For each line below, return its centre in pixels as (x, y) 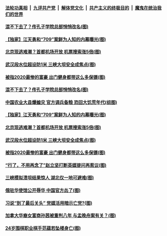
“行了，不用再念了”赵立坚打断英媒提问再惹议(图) (56, 165)
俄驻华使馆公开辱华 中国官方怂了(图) (43, 190)
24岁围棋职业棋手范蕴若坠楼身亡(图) (43, 228)
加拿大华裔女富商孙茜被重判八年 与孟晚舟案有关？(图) (61, 216)
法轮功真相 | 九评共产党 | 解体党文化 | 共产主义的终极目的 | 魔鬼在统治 (81, 8)
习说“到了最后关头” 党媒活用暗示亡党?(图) (49, 203)
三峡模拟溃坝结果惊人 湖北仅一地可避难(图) (50, 178)
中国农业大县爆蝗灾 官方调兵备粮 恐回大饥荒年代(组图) (61, 102)
